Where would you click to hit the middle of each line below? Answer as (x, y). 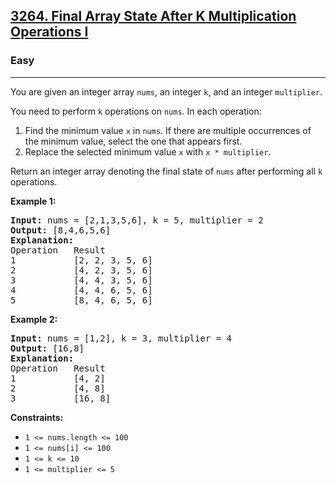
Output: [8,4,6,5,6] (61, 230)
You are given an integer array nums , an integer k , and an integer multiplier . (166, 91)
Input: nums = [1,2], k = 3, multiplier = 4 (121, 338)
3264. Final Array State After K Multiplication (153, 16)
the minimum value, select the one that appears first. (133, 141)
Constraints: (37, 417)
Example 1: (33, 201)
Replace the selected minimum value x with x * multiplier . (148, 151)
